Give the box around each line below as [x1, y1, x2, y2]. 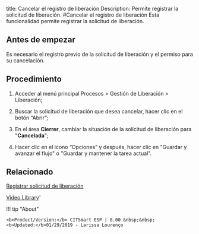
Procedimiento [6, 74, 62, 84]
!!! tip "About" [6, 205, 39, 213]
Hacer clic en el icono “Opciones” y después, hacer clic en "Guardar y [14, 143, 187, 150]
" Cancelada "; [14, 132, 49, 139]
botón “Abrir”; [14, 114, 49, 121]
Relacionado [6, 167, 53, 177]
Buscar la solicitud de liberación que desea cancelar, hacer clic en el [14, 107, 183, 115]
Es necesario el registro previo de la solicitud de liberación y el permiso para [6, 50, 193, 58]
